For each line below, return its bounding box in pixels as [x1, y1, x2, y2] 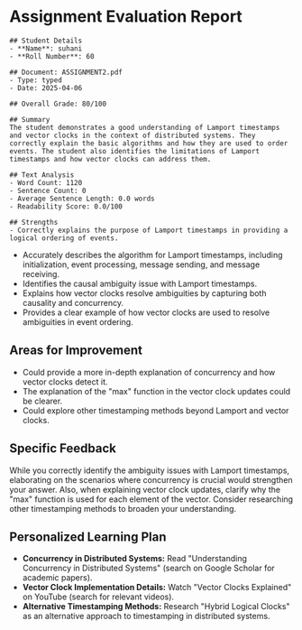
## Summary [9, 115, 50, 124]
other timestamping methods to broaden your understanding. [9, 503, 237, 514]
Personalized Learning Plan [9, 529, 167, 544]
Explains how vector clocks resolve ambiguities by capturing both [22, 287, 267, 299]
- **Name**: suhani [9, 43, 83, 53]
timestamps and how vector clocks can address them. [9, 154, 212, 163]
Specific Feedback [9, 440, 117, 457]
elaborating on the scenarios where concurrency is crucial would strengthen [9, 474, 293, 485]
